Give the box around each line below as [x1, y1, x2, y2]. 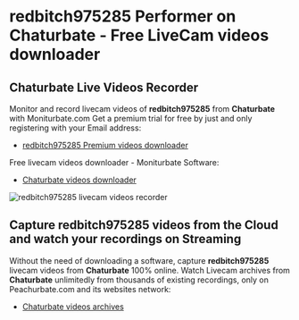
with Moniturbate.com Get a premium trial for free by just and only [9, 114, 253, 123]
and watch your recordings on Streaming [9, 232, 242, 247]
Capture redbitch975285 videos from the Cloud [9, 217, 278, 233]
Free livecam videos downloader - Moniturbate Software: [9, 157, 220, 167]
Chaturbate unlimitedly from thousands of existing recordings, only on [9, 274, 270, 285]
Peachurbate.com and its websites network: [9, 283, 171, 294]
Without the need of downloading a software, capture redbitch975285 [9, 255, 270, 265]
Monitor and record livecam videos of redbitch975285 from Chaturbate [9, 104, 275, 114]
